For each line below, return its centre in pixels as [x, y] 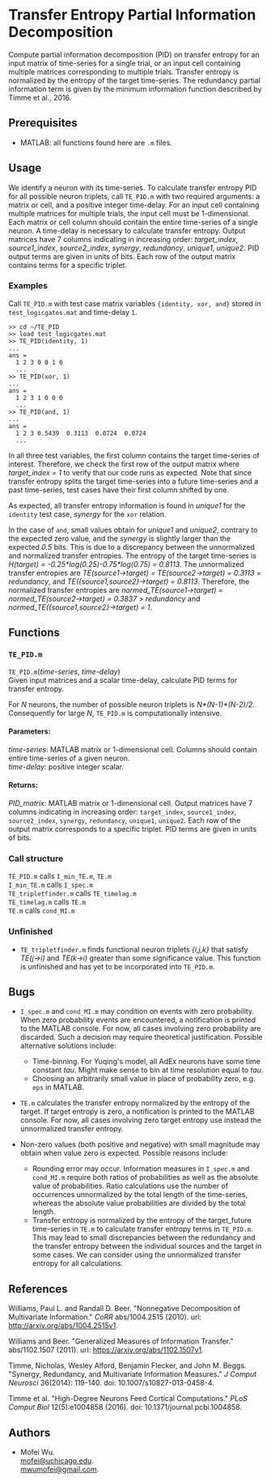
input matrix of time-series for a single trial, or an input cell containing [125, 63]
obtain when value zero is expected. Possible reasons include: [124, 1153]
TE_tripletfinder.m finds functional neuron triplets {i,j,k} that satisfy [134, 949]
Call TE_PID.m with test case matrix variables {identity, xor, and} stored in [135, 303]
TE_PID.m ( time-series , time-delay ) [65, 671]
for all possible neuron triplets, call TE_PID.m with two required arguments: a [134, 196]
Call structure [36, 858]
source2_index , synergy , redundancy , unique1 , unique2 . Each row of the [125, 820]
